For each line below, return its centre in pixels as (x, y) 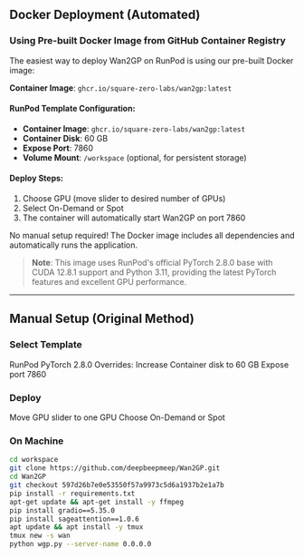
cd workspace (34, 460)
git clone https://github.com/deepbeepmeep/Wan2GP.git (115, 468)
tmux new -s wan (40, 536)
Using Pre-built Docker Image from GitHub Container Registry (148, 41)
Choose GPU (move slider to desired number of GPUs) (124, 199)
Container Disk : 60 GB (65, 138)
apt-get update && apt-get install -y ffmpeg (96, 502)
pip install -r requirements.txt (72, 494)
